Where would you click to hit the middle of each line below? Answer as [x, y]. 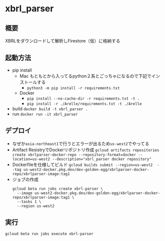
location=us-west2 [31, 159]
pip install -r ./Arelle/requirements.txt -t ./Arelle [84, 104]
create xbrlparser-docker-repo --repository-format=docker [74, 155]
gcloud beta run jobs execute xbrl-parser [49, 234]
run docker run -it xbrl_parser [45, 114]
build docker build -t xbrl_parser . [50, 109]
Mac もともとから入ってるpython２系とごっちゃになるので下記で [85, 76]
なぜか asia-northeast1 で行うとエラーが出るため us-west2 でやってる [81, 143]
